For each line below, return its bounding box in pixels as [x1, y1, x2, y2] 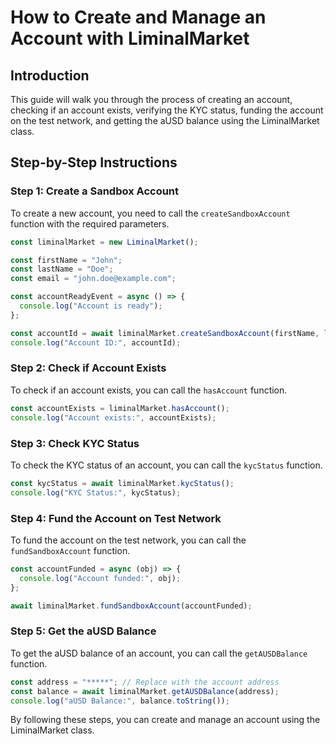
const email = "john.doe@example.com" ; [10, 274, 177, 284]
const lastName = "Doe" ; [10, 264, 114, 275]
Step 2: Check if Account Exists [10, 361, 167, 375]
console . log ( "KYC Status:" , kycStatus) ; [10, 487, 182, 498]
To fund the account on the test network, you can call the [10, 534, 247, 546]
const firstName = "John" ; [10, 255, 123, 265]
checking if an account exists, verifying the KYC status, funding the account [10, 104, 324, 116]
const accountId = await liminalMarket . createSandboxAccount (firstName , [10, 328, 320, 338]
